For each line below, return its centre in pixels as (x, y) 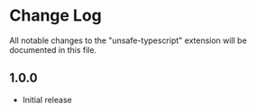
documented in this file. (53, 49)
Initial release (47, 99)
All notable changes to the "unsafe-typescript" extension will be (128, 40)
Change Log (55, 16)
